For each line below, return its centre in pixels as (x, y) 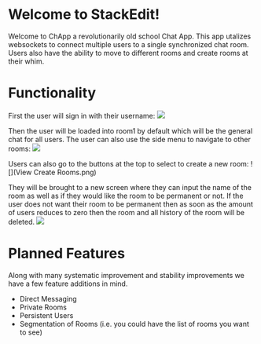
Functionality (52, 93)
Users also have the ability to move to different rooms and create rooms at (129, 53)
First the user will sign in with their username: (82, 115)
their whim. (26, 61)
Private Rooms (43, 307)
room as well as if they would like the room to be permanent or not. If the (126, 196)
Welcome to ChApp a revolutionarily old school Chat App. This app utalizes (130, 36)
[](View (20, 172)
